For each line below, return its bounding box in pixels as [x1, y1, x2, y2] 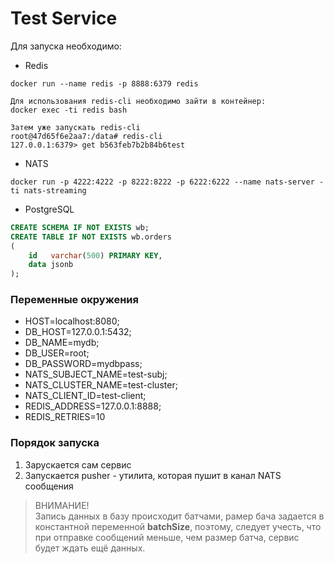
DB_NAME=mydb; [24, 337, 100, 349]
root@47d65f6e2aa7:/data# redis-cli [10, 131, 163, 141]
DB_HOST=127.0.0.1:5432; [24, 326, 132, 338]
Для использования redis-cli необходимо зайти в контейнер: [10, 96, 267, 106]
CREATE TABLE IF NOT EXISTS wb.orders [10, 232, 172, 242]
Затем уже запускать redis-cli [10, 122, 141, 132]
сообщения [24, 480, 74, 492]
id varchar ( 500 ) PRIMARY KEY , [28, 250, 163, 261]
